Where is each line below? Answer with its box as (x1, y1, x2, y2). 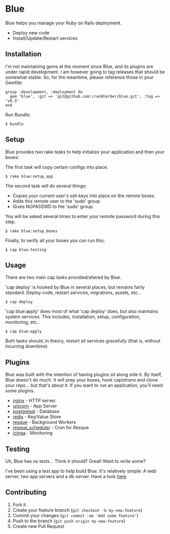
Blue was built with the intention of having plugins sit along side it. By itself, (5, 371, 162, 378)
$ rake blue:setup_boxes (5, 228, 58, 234)
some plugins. (5, 388, 35, 394)
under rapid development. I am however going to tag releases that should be (5, 69, 165, 75)
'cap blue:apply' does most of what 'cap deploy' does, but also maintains (5, 308, 158, 315)
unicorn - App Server (12, 403, 57, 409)
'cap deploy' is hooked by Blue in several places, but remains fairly (5, 284, 145, 290)
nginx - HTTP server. (12, 397, 57, 404)
